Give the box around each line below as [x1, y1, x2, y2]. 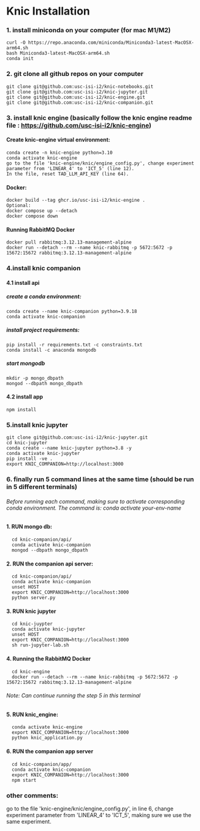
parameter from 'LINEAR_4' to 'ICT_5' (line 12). [6, 165, 135, 171]
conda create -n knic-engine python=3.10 [6, 149, 113, 156]
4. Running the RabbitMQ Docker [6, 655, 91, 662]
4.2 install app [6, 393, 44, 400]
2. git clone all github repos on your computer [6, 70, 144, 78]
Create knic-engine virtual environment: [6, 136, 111, 143]
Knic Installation [6, 4, 90, 18]
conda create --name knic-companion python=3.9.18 [6, 308, 137, 314]
